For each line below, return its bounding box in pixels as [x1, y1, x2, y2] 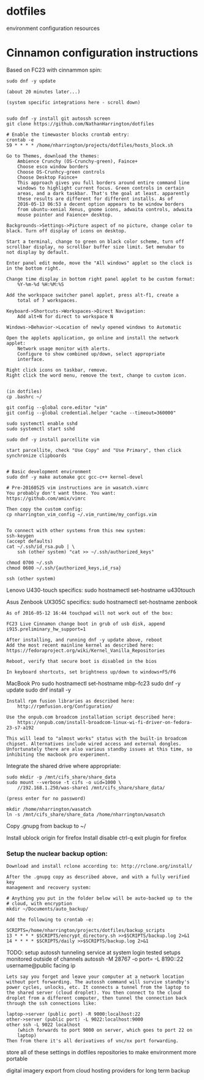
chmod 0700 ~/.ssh [6, 560, 53, 566]
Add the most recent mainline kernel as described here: [6, 642, 155, 648]
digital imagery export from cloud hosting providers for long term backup [6, 1067, 191, 1074]
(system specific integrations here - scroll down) [6, 99, 140, 105]
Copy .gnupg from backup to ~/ [6, 822, 86, 829]
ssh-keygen [6, 533, 34, 539]
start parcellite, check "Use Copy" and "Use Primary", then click [6, 447, 182, 453]
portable [6, 1055, 28, 1062]
